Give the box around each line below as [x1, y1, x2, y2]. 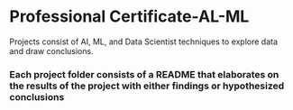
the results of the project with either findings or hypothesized [9, 79, 285, 92]
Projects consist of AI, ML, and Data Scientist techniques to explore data [9, 36, 278, 47]
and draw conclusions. [9, 45, 94, 56]
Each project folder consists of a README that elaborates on [9, 68, 279, 80]
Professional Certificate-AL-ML [9, 6, 250, 27]
